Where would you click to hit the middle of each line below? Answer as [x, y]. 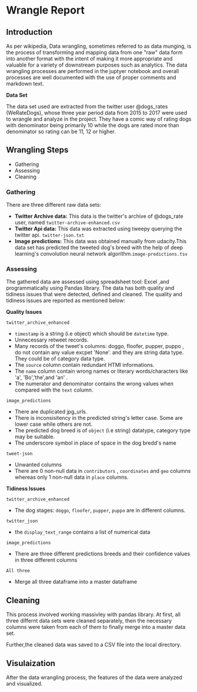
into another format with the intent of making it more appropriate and [89, 59]
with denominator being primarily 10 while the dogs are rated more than [93, 125]
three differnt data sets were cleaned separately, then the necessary [89, 621]
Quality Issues [24, 312]
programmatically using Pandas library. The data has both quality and [90, 288]
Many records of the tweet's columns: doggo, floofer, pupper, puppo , [99, 346]
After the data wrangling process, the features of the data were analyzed [94, 677]
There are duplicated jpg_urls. [51, 412]
